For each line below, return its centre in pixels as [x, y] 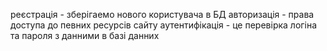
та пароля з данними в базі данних [85, 35]
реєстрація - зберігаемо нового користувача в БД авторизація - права [162, 14]
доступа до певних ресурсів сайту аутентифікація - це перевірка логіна [164, 25]
